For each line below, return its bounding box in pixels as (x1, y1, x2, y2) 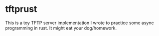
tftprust (5, 3, 37, 15)
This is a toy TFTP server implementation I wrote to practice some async (5, 20, 154, 26)
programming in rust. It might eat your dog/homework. (5, 25, 117, 31)
